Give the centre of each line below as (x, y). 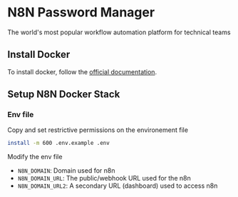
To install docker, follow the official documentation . (82, 71)
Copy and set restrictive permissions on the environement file (98, 130)
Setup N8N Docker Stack (64, 95)
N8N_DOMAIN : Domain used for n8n (66, 171)
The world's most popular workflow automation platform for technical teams (119, 32)
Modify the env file (35, 157)
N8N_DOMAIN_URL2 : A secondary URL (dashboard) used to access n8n (118, 186)
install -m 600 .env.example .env (59, 143)
